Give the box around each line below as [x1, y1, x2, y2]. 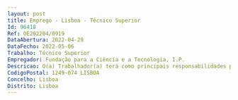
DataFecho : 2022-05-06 [7, 43, 74, 50]
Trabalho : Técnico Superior [7, 50, 91, 57]
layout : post [7, 10, 46, 18]
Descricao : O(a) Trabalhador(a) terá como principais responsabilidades [7, 63, 227, 70]
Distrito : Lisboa [7, 82, 59, 89]
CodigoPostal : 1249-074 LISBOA [7, 69, 100, 76]
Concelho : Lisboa [7, 75, 59, 83]
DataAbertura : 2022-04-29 [7, 37, 84, 44]
